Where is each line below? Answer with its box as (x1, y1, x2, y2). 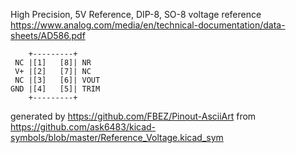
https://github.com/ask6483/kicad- (10, 121, 157, 133)
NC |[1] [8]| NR (14, 58, 92, 68)
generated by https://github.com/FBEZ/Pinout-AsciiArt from (10, 110, 257, 122)
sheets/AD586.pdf (10, 30, 86, 41)
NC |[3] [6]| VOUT (14, 75, 101, 85)
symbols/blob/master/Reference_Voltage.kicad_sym (10, 132, 224, 143)
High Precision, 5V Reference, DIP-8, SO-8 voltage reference (10, 9, 262, 20)
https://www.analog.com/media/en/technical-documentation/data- (10, 19, 286, 31)
